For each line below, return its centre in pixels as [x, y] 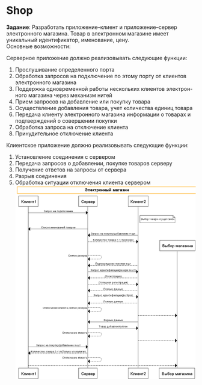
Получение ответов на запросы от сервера [71, 170]
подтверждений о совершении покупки [66, 120]
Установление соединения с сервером [65, 156]
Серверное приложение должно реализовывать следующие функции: [97, 58]
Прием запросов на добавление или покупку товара [83, 101]
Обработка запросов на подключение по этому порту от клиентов [100, 76]
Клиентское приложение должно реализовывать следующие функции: [98, 145]
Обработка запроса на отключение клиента [72, 127]
